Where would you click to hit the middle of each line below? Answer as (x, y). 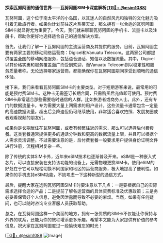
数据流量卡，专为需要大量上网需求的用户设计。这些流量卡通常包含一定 (83, 105)
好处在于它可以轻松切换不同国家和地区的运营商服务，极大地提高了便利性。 (79, 169)
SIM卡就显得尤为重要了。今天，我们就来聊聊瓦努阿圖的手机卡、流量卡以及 (79, 30)
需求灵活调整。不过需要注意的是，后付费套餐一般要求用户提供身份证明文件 (83, 140)
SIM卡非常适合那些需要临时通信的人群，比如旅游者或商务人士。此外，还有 (79, 99)
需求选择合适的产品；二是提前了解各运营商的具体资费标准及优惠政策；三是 (79, 191)
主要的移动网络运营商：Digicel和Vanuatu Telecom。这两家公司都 (86, 52)
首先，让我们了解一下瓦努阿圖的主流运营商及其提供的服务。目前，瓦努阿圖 (79, 46)
